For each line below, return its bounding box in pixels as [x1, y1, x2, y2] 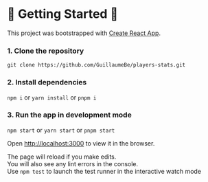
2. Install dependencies [7, 78, 87, 87]
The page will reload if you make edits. [7, 152, 117, 161]
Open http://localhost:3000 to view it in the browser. [7, 139, 155, 147]
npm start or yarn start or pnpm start [7, 126, 115, 134]
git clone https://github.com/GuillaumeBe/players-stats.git [7, 62, 186, 69]
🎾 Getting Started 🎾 [7, 6, 119, 22]
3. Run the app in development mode [7, 110, 132, 120]
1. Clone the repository [7, 46, 84, 56]
